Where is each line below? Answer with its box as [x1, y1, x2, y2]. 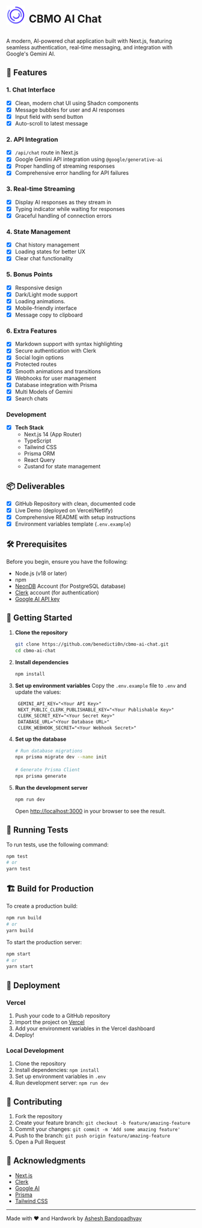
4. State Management [6, 227, 71, 236]
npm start [6, 951, 31, 957]
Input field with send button [14, 113, 84, 120]
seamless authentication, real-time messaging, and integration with [6, 43, 173, 51]
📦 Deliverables [6, 481, 65, 491]
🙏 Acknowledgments [6, 1156, 86, 1166]
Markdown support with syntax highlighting [14, 341, 123, 348]
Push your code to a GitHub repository [14, 1012, 111, 1019]
